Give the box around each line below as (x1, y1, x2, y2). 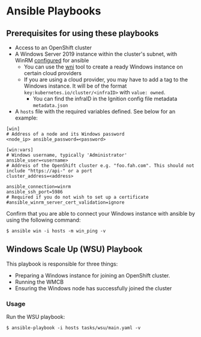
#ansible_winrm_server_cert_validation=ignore (6, 199, 125, 205)
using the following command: (6, 216, 81, 223)
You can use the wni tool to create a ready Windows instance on (23, 63, 183, 70)
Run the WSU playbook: (6, 314, 65, 321)
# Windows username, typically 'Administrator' (6, 152, 128, 158)
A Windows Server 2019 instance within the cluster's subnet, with (14, 50, 178, 58)
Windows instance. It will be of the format (23, 82, 127, 90)
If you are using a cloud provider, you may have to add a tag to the (23, 76, 188, 83)
